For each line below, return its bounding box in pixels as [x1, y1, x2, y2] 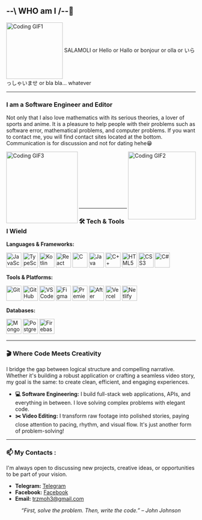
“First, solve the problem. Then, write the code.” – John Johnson [20, 507, 182, 514]
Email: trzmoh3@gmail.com [14, 495, 84, 502]
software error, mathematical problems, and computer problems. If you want [6, 127, 195, 134]
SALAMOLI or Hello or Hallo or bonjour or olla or [64, 46, 183, 54]
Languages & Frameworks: [6, 240, 75, 248]
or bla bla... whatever [38, 79, 91, 86]
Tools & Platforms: [6, 274, 53, 281]
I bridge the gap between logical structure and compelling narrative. [6, 365, 175, 372]
